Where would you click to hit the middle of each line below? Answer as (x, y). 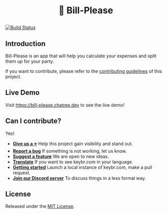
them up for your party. (30, 61)
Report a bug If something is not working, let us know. (70, 151)
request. (21, 173)
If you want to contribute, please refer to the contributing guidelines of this (84, 71)
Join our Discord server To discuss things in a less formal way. (79, 178)
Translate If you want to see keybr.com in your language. (73, 162)
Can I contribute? (33, 121)
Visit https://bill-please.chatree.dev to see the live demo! (65, 105)
